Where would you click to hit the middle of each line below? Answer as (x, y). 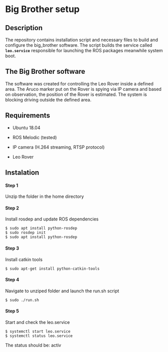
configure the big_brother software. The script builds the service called (79, 45)
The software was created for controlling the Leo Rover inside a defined (79, 83)
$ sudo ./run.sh (22, 300)
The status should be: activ (33, 345)
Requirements (28, 116)
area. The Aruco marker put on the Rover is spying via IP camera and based (83, 89)
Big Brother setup (43, 9)
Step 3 (12, 248)
